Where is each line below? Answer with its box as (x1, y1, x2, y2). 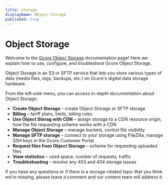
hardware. (5, 81, 27, 87)
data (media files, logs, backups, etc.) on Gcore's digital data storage (5, 75, 148, 81)
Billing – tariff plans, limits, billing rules (12, 111, 93, 117)
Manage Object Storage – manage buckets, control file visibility (12, 127, 145, 133)
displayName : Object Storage (5, 12, 66, 17)
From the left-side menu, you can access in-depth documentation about (5, 90, 154, 97)
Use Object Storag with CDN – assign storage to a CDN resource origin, (12, 116, 162, 122)
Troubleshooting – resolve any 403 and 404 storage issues (12, 159, 137, 165)
